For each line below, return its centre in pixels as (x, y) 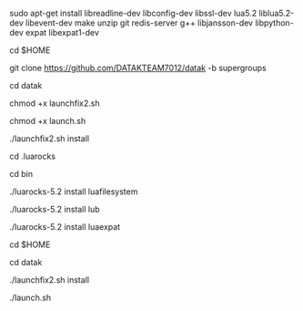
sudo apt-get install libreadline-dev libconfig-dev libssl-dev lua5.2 (133, 13)
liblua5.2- (277, 13)
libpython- (274, 23)
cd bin (21, 174)
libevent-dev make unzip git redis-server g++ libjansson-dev (139, 23)
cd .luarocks (33, 156)
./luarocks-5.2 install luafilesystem (74, 192)
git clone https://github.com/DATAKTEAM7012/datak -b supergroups (138, 68)
